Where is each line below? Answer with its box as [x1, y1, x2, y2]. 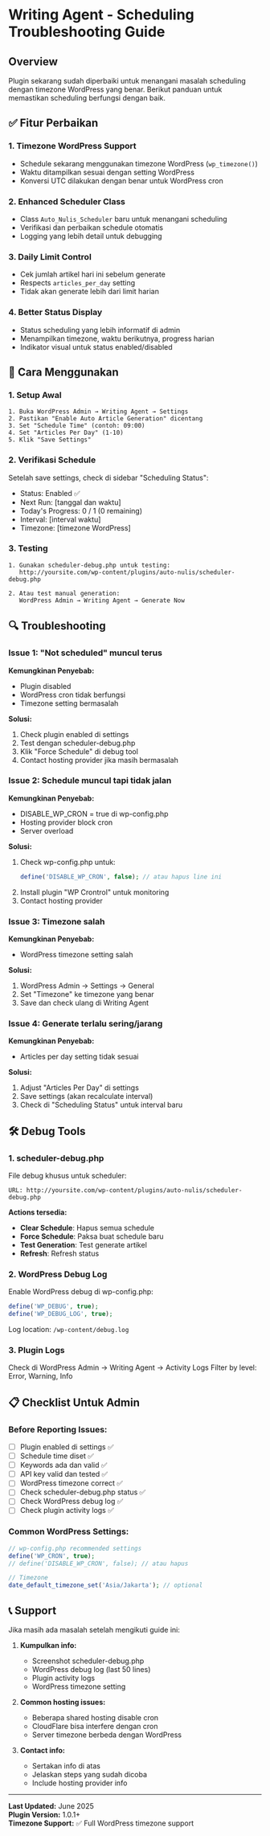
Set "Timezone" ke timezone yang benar [19, 990, 154, 999]
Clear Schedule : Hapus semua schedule [19, 1223, 155, 1232]
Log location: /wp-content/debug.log [8, 1325, 129, 1334]
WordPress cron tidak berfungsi [19, 690, 126, 699]
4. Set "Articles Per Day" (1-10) [8, 428, 125, 437]
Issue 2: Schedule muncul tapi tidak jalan [8, 775, 172, 786]
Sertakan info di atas [31, 1761, 100, 1771]
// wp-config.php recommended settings [8, 1544, 142, 1552]
